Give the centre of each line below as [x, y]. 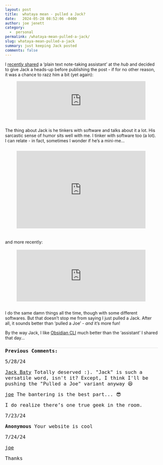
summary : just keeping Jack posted [41, 46]
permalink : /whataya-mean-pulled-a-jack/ [48, 37]
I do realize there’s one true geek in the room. [74, 405]
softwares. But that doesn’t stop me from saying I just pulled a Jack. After [78, 318]
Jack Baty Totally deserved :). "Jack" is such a [74, 372]
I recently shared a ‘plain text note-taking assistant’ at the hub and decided [80, 64]
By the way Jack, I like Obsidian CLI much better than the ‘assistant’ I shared [81, 333]
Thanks [14, 458]
